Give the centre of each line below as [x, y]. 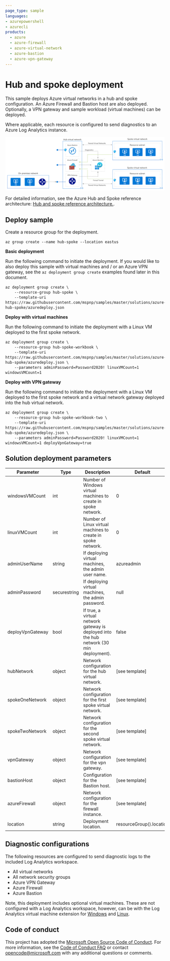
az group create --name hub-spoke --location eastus [62, 242]
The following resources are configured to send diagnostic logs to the [78, 856]
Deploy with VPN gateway [33, 382]
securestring [66, 592]
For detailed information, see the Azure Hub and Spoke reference [73, 198]
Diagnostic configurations [47, 844]
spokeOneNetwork [27, 700]
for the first [95, 700]
